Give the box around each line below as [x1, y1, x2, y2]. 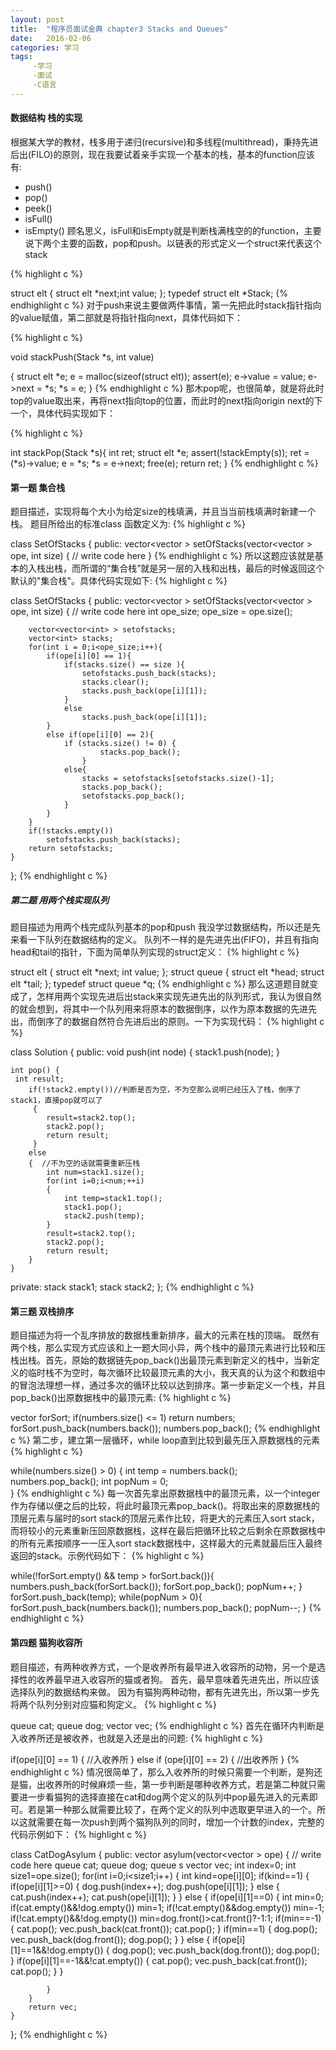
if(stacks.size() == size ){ [63, 660, 186, 670]
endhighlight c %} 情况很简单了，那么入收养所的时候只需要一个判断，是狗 [10, 1766, 315, 1778]
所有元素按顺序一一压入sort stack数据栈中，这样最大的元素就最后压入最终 [18, 1537, 323, 1550]
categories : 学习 [10, 42, 80, 53]
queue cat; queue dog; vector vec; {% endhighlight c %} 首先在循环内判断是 [10, 1719, 325, 1731]
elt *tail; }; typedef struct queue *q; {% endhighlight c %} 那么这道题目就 [10, 978, 310, 990]
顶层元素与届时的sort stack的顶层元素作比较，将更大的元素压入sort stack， [10, 1512, 320, 1525]
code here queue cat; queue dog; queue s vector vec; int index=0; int [10, 1859, 297, 1871]
